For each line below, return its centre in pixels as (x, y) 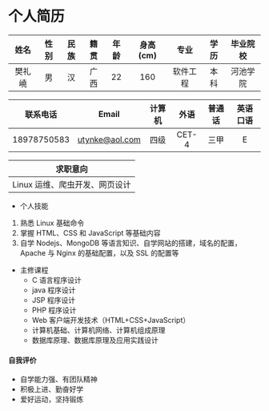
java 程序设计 (54, 290)
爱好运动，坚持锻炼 (52, 399)
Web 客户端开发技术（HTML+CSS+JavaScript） (111, 320)
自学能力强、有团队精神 (58, 379)
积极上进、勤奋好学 (52, 389)
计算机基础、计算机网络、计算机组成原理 (98, 330)
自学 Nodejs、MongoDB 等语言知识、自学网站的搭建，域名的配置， (130, 243)
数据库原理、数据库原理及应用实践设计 (95, 340)
